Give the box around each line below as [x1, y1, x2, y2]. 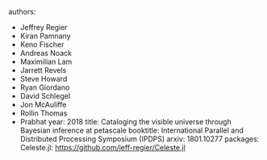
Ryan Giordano [19, 82, 70, 92]
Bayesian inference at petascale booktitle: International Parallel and [19, 125, 244, 135]
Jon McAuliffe [19, 100, 67, 109]
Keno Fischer [19, 40, 65, 49]
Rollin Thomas [19, 108, 68, 118]
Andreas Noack [19, 48, 73, 57]
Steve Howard [19, 74, 68, 83]
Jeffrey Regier [19, 23, 68, 32]
